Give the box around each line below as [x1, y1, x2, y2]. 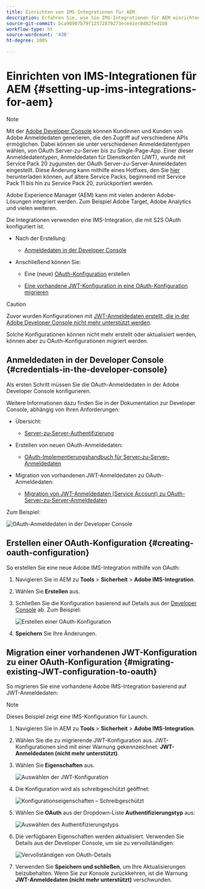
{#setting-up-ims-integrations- [33, 82, 197, 96]
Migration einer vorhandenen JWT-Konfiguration [6, 647, 197, 657]
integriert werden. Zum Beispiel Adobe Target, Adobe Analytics [32, 197, 192, 205]
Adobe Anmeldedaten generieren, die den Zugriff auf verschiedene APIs [6, 134, 189, 141]
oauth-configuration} [6, 548, 90, 558]
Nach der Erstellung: [15, 234, 67, 242]
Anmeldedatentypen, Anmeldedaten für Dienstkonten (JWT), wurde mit [6, 153, 186, 161]
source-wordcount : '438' [6, 32, 70, 38]
